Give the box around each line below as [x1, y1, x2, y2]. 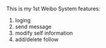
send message [14, 23, 52, 30]
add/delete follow [14, 36, 59, 43]
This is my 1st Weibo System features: [6, 5, 101, 12]
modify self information [14, 29, 73, 37]
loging [14, 17, 31, 23]
